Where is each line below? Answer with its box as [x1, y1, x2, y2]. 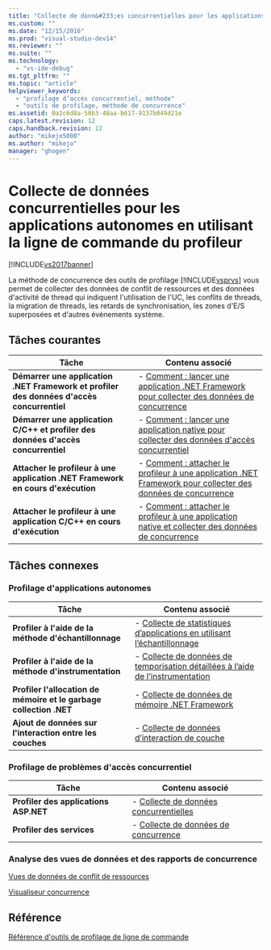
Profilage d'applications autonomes [8, 583, 152, 594]
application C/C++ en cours [12, 516, 121, 527]
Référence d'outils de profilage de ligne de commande [8, 932, 190, 942]
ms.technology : [8, 57, 60, 65]
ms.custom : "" [8, 19, 56, 27]
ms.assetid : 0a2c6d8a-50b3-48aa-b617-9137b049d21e [8, 110, 182, 118]
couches [12, 737, 47, 748]
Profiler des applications [12, 796, 109, 807]
